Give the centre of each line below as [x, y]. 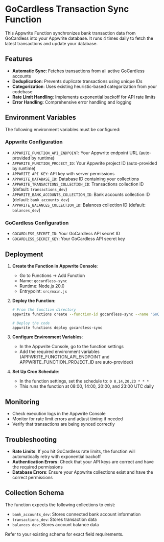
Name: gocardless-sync [43, 280]
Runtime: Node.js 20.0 [42, 286]
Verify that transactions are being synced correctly [63, 424]
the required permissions [37, 467]
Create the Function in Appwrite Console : [55, 266]
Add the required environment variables [59, 352]
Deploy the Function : [34, 300]
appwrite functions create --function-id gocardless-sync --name [80, 314]
